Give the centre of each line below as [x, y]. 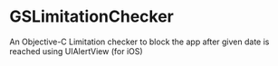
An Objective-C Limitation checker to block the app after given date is [139, 42]
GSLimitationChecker [91, 17]
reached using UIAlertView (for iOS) [76, 51]
